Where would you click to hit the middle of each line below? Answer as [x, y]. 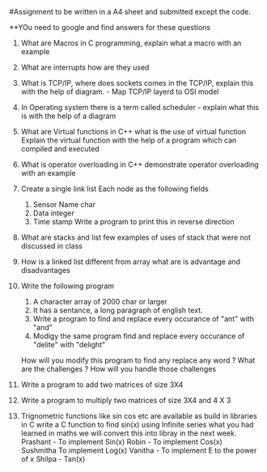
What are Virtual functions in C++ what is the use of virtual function [133, 132]
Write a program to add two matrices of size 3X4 [102, 385]
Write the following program [68, 286]
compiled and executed [60, 149]
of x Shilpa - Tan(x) [53, 459]
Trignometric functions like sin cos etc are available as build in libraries [139, 416]
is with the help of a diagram [68, 116]
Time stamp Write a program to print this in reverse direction [133, 221]
